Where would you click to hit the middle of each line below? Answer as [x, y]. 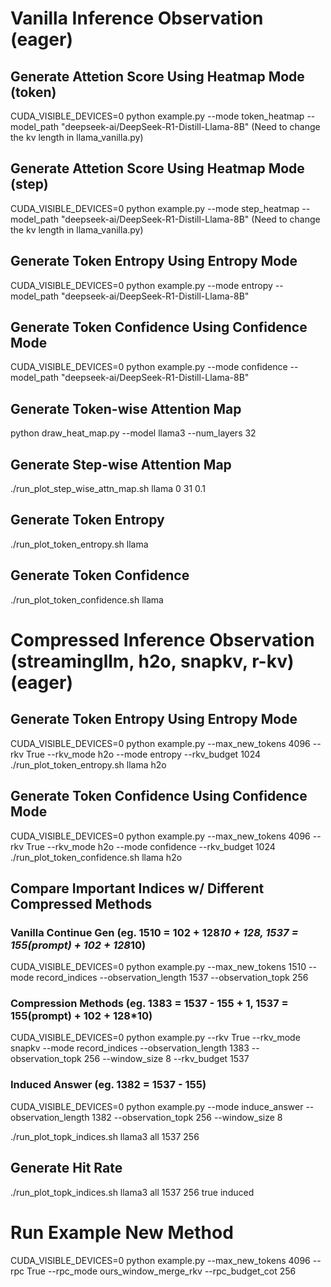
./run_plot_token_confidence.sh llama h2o [96, 857]
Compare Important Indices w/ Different [137, 888]
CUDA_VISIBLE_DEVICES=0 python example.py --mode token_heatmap [157, 116]
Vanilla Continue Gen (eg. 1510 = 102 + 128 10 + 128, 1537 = [154, 932]
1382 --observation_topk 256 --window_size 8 [187, 1117]
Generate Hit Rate [66, 1168]
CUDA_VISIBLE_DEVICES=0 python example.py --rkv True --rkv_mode [155, 1038]
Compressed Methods [81, 903]
